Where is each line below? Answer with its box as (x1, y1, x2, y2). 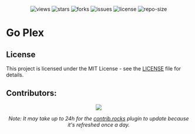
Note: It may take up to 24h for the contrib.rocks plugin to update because (8, 115, 189, 122)
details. (6, 71, 24, 78)
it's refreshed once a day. (67, 121, 130, 128)
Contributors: (6, 88, 57, 98)
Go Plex (6, 26, 44, 39)
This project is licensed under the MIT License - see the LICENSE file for (6, 65, 181, 72)
